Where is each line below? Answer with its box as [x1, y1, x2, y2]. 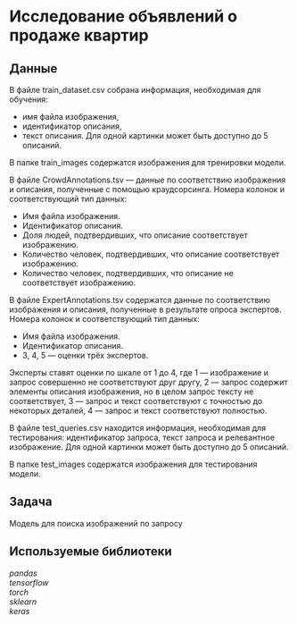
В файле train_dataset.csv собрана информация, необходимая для [9, 85, 261, 95]
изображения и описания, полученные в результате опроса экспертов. [9, 304, 282, 315]
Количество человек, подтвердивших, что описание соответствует [21, 249, 280, 259]
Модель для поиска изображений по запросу [9, 518, 183, 528]
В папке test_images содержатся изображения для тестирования [9, 459, 258, 469]
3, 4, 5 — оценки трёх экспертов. [21, 350, 149, 360]
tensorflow [9, 577, 49, 587]
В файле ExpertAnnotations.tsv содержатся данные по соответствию [9, 295, 270, 305]
